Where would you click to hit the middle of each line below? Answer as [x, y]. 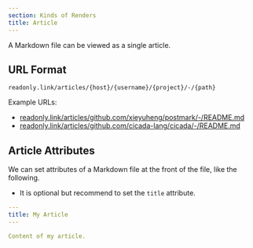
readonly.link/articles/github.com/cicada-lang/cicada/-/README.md [130, 126]
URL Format [37, 69]
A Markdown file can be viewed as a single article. [90, 45]
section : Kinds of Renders [52, 15]
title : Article [33, 23]
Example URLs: [33, 102]
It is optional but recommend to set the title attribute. [108, 193]
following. [24, 178]
